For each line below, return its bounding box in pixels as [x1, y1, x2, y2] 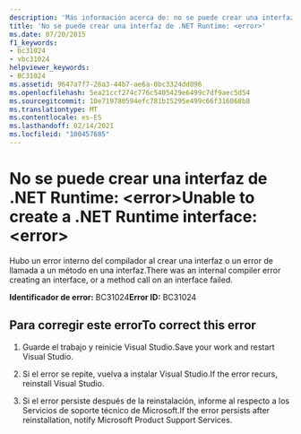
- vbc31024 [9, 55, 50, 64]
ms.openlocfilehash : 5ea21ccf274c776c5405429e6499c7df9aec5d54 [9, 88, 251, 97]
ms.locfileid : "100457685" [9, 130, 110, 139]
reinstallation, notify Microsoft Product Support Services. [21, 414, 233, 425]
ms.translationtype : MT [9, 105, 99, 114]
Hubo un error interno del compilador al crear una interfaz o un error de [9, 255, 273, 265]
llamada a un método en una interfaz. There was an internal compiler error [9, 265, 281, 275]
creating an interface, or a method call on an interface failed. [9, 274, 233, 285]
